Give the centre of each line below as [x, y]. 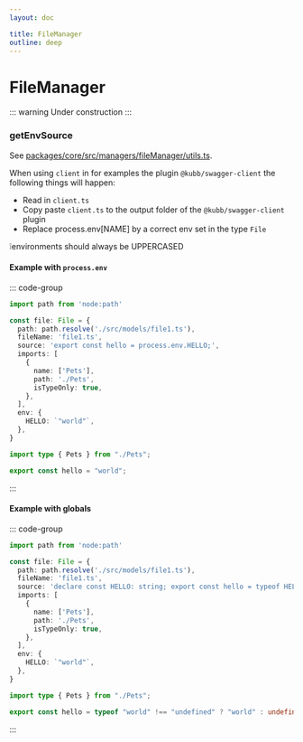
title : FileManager [46, 34]
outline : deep [36, 42]
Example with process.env [59, 268]
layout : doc [32, 18]
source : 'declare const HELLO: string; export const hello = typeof [149, 587]
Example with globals [50, 509]
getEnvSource [41, 136]
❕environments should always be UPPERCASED [96, 246]
